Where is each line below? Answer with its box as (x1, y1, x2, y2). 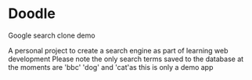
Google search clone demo (8, 31, 95, 40)
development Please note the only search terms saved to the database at (8, 54, 244, 64)
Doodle (8, 5, 56, 23)
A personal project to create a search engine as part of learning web (8, 45, 229, 55)
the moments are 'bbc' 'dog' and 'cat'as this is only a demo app (8, 62, 214, 71)
